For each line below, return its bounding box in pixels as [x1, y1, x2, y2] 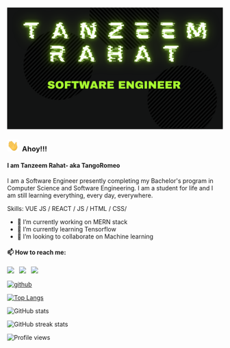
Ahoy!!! [21, 145, 48, 154]
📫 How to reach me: [7, 248, 66, 257]
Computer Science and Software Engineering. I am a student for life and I [7, 184, 214, 192]
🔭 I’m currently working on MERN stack [16, 217, 128, 226]
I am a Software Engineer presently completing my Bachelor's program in [7, 176, 214, 185]
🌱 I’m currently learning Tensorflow [16, 225, 116, 233]
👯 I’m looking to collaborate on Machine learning [16, 232, 154, 240]
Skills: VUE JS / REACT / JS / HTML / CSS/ [7, 204, 127, 212]
